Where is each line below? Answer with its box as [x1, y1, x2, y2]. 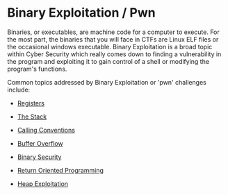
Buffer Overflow [17, 139, 64, 147]
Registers [17, 99, 45, 107]
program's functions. [7, 65, 67, 73]
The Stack [17, 112, 47, 121]
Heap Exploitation [17, 179, 68, 188]
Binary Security [17, 153, 62, 161]
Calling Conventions [17, 126, 75, 134]
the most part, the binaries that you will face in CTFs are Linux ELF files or [7, 35, 219, 43]
